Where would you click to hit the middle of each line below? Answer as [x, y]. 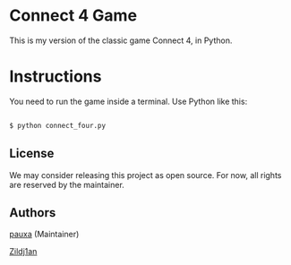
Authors [33, 213]
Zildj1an [23, 252]
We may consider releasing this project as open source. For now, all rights [145, 175]
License [32, 154]
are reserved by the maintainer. [67, 184]
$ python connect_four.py [57, 125]
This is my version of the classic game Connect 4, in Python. [121, 40]
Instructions [56, 77]
